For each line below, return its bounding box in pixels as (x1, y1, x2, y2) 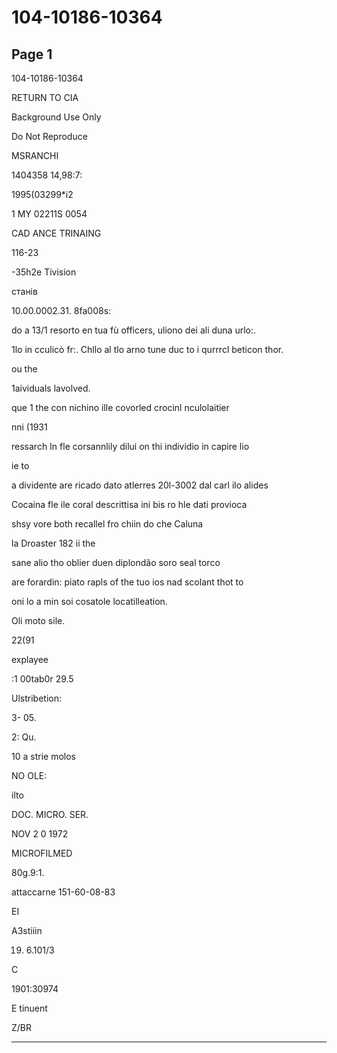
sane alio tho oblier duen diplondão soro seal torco (11, 557, 221, 568)
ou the (11, 363, 38, 375)
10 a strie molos (11, 751, 76, 762)
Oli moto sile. (11, 615, 66, 626)
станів (11, 286, 38, 297)
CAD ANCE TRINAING (11, 227, 102, 239)
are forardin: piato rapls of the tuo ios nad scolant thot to (11, 576, 244, 588)
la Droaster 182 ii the (11, 537, 96, 549)
